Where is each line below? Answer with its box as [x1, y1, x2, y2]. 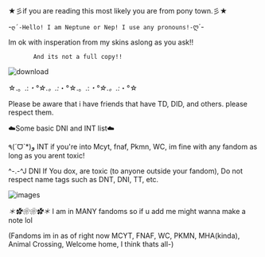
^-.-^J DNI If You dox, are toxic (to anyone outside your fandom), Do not [8, 166, 244, 176]
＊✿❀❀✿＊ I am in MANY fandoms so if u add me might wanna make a [8, 207, 247, 216]
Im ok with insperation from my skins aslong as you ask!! [8, 37, 194, 47]
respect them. [8, 107, 54, 117]
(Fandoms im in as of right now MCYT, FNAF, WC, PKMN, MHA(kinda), [8, 231, 240, 240]
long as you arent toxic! [8, 151, 85, 160]
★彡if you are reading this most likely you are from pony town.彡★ [8, 6, 228, 15]
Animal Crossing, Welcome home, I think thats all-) [8, 239, 174, 248]
